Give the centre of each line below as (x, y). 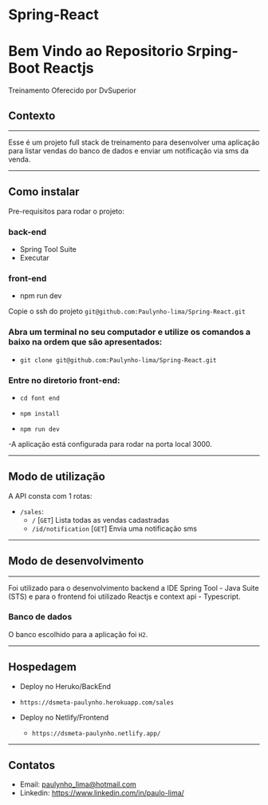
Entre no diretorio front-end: (64, 380)
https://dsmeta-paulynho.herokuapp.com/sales (97, 702)
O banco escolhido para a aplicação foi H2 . (78, 634)
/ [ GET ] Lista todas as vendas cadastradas (100, 520)
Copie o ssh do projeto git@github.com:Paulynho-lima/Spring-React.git (127, 311)
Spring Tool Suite (48, 249)
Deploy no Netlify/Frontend (64, 717)
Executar (34, 258)
